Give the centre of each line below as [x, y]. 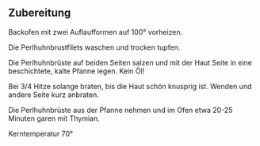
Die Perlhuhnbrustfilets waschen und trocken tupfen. [94, 47]
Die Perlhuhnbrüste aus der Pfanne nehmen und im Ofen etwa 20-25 [120, 110]
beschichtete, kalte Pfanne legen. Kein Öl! [76, 71]
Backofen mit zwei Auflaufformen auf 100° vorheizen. [96, 32]
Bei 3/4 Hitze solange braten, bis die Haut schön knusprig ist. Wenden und [130, 86]
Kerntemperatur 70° [41, 133]
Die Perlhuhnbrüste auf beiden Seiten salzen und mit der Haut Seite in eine [130, 62]
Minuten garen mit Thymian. [54, 118]
